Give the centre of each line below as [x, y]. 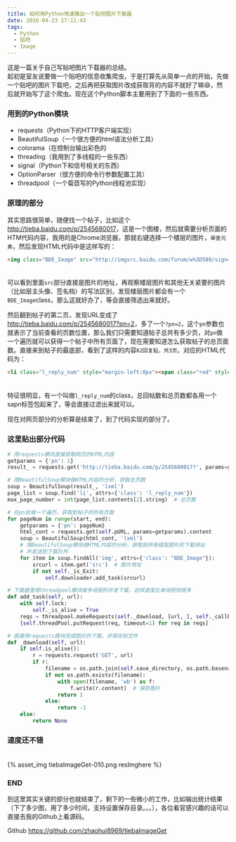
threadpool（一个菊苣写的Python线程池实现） [83, 183]
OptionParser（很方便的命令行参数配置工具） [83, 174]
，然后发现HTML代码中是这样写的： [64, 246]
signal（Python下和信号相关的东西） [70, 165]
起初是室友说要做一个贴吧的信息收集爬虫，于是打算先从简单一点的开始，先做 [118, 76]
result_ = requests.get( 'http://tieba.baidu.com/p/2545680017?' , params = [118, 467]
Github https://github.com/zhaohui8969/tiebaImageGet [87, 831]
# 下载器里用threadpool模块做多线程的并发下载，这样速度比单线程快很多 [99, 591]
